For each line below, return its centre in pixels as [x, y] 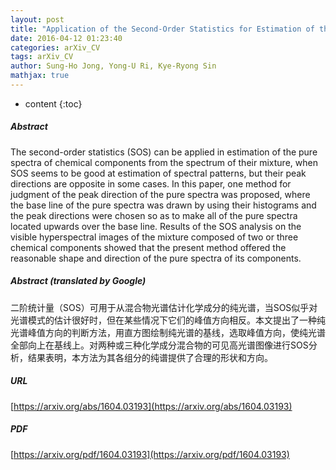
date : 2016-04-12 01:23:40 [66, 38]
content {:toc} [53, 103]
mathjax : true [40, 76]
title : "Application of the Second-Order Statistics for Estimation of [162, 29]
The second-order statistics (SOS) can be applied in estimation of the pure [164, 152]
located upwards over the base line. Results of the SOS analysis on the [156, 226]
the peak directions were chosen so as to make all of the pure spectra [154, 215]
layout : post [37, 19]
